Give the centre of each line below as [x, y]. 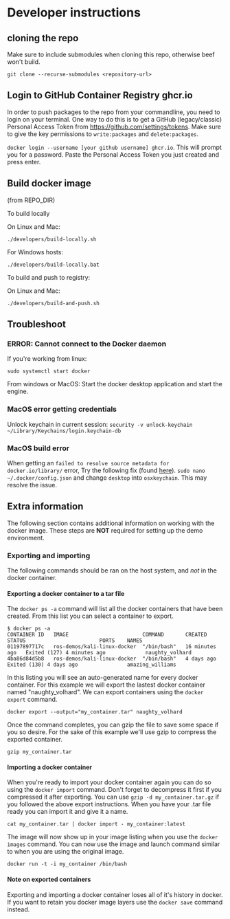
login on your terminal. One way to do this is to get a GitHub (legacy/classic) [115, 119]
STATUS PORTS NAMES [75, 641]
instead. [19, 909]
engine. [18, 391]
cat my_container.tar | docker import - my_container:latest [96, 824]
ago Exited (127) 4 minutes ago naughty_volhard [100, 653]
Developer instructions [74, 13]
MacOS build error [38, 448]
